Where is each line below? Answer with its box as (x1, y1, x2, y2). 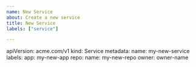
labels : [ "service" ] (6, 25, 59, 32)
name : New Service (6, 8, 53, 15)
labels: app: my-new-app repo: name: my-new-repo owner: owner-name (6, 54, 189, 61)
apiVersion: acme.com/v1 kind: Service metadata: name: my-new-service (6, 48, 190, 55)
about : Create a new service (6, 14, 80, 21)
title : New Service (6, 20, 56, 26)
